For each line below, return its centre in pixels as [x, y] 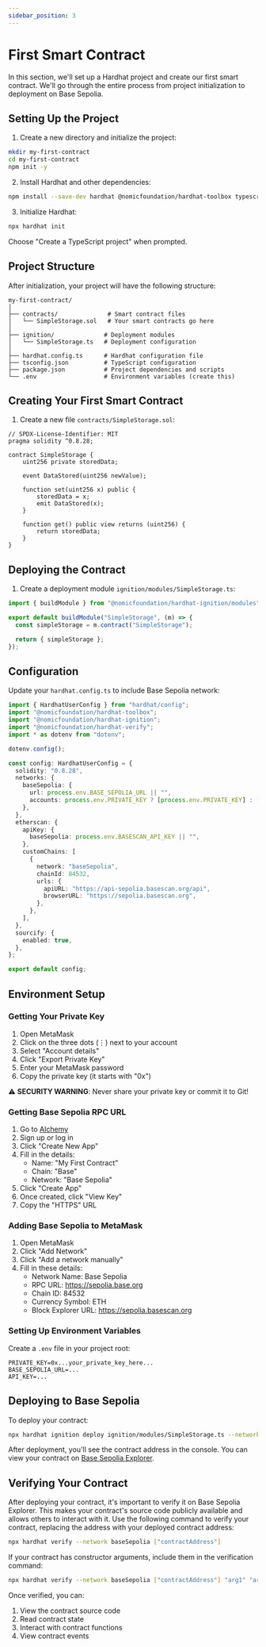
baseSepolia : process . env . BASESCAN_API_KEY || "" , [114, 837]
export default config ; [47, 969]
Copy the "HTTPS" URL [58, 1205]
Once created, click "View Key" [71, 1197]
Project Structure [51, 267]
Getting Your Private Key [57, 1016]
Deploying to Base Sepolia [74, 1401]
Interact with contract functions [71, 1627]
